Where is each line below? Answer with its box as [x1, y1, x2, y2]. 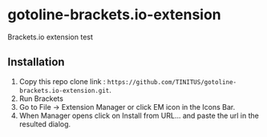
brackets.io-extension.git [18, 87, 110, 95]
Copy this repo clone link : [18, 76, 106, 86]
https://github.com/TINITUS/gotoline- [107, 78, 237, 86]
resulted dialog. [18, 119, 71, 129]
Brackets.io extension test [7, 32, 94, 42]
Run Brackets [18, 94, 63, 103]
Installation [7, 55, 65, 69]
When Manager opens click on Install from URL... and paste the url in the [18, 111, 260, 120]
